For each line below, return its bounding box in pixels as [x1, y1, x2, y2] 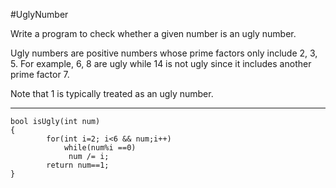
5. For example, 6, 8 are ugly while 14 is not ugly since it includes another [10, 58, 312, 69]
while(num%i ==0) [63, 143, 137, 153]
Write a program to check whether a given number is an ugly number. [10, 28, 297, 39]
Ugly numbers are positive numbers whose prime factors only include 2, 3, [10, 47, 318, 59]
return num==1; [46, 160, 110, 170]
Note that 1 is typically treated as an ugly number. [10, 88, 214, 99]
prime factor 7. [10, 69, 70, 80]
